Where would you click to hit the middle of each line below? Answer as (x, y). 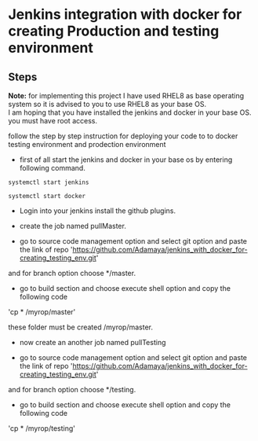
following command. (53, 168)
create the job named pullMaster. (73, 226)
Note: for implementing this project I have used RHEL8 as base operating (126, 96)
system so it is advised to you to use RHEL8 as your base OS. (107, 104)
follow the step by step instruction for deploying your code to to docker (123, 136)
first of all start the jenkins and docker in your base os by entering (126, 160)
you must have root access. (53, 121)
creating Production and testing (114, 31)
